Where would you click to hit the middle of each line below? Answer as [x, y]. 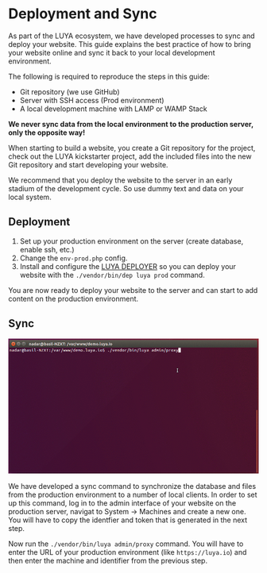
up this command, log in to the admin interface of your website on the [122, 503]
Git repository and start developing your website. [88, 164]
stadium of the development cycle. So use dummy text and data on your [126, 188]
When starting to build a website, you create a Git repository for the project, [132, 148]
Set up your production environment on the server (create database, [132, 241]
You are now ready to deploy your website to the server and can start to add [133, 290]
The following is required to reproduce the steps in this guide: [109, 76]
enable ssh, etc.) [47, 249]
